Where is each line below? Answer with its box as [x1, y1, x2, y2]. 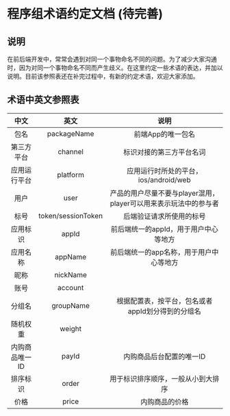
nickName [54, 270, 88, 279]
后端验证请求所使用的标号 [123, 211, 206, 221]
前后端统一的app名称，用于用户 [110, 247, 212, 257]
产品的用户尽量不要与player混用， [110, 188, 219, 198]
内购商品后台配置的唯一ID [123, 352, 206, 361]
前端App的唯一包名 [133, 129, 195, 139]
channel [57, 146, 84, 156]
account [57, 283, 84, 292]
